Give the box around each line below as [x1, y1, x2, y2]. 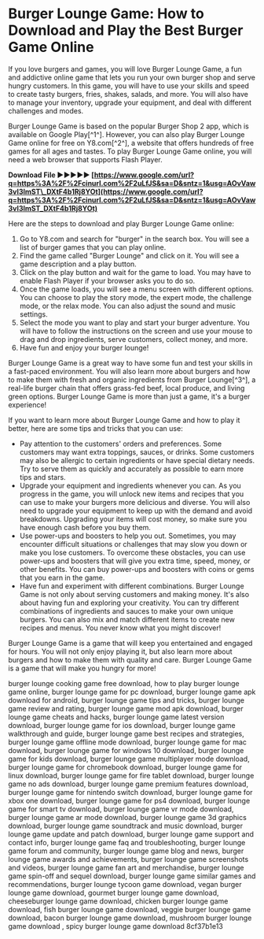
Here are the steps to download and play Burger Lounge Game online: [8, 218, 234, 228]
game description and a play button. [19, 259, 137, 269]
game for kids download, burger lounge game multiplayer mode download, [8, 754, 250, 763]
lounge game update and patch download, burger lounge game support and [8, 829, 254, 839]
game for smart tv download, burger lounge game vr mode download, [8, 804, 234, 814]
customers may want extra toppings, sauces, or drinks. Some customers [19, 447, 255, 457]
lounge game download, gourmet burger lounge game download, [8, 888, 219, 897]
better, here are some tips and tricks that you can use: [8, 423, 183, 433]
